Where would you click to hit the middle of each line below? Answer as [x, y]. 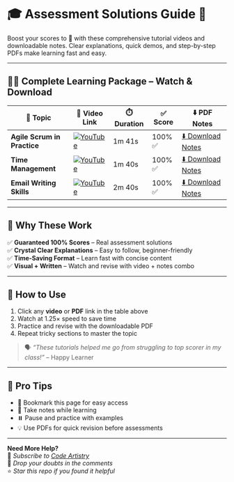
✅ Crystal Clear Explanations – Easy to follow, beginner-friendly [100, 250]
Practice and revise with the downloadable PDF [85, 326]
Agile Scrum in [36, 137]
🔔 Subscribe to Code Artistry [48, 456]
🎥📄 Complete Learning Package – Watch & [100, 81]
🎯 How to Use [37, 294]
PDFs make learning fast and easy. [57, 53]
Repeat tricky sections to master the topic [77, 334]
